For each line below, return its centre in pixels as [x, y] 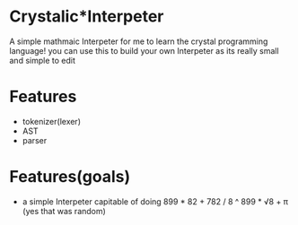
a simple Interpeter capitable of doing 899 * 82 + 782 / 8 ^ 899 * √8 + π [155, 201]
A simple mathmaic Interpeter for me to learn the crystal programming [139, 41]
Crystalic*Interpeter [87, 17]
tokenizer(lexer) [51, 121]
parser [35, 140]
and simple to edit [43, 60]
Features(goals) [70, 177]
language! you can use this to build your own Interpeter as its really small [145, 50]
